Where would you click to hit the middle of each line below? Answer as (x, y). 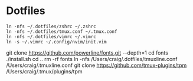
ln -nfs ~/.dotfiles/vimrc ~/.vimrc (51, 36)
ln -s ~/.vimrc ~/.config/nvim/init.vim (57, 42)
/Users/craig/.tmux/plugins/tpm (44, 71)
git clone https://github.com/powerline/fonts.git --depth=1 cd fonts (87, 53)
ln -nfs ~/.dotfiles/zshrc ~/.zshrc (51, 26)
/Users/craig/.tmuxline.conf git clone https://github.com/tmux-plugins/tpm (97, 65)
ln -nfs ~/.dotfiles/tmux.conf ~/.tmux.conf (62, 31)
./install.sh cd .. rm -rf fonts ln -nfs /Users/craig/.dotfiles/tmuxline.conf (92, 59)
